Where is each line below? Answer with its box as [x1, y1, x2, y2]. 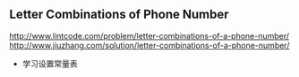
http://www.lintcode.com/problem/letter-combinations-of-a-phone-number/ [9, 30, 289, 41]
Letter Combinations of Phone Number [9, 7, 230, 22]
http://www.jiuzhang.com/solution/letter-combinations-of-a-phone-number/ [9, 40, 290, 50]
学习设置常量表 [21, 58, 78, 69]
